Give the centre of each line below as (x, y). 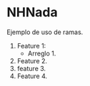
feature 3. (31, 68)
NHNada (32, 12)
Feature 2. (32, 60)
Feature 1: (31, 45)
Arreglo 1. (42, 53)
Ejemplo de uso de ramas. (45, 32)
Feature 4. (32, 76)
